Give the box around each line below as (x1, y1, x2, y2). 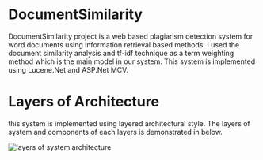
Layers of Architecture (8, 93, 160, 111)
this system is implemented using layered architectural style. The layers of (8, 118, 251, 128)
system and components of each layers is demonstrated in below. (8, 127, 223, 136)
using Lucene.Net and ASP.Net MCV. (8, 65, 129, 74)
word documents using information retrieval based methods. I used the (8, 39, 240, 49)
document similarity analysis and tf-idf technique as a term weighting (8, 48, 234, 58)
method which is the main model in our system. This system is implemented (8, 57, 256, 66)
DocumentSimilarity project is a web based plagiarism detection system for (8, 32, 253, 41)
